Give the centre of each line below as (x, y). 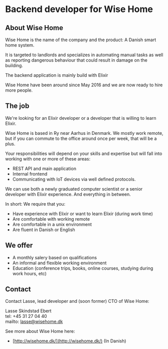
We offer (19, 245)
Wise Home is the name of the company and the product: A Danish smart (81, 40)
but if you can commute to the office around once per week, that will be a (81, 138)
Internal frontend (30, 173)
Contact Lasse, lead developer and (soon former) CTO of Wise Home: (77, 301)
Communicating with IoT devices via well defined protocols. (74, 179)
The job (17, 106)
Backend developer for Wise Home (79, 9)
